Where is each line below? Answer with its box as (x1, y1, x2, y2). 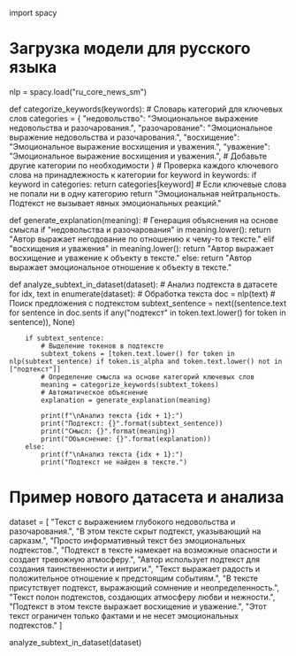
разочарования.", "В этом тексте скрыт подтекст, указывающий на (9, 526, 262, 536)
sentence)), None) (9, 316, 76, 327)
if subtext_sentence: (25, 334, 104, 343)
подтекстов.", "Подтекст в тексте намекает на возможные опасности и (9, 544, 277, 555)
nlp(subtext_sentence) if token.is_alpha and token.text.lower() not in (9, 357, 283, 366)
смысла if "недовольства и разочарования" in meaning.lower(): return (9, 224, 271, 235)
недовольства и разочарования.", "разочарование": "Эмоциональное (9, 122, 273, 133)
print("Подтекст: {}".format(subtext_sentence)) (41, 419, 224, 428)
